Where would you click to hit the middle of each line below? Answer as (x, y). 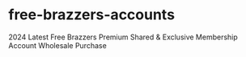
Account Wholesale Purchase (57, 45)
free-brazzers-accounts (92, 15)
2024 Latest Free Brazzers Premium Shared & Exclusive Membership (123, 37)
